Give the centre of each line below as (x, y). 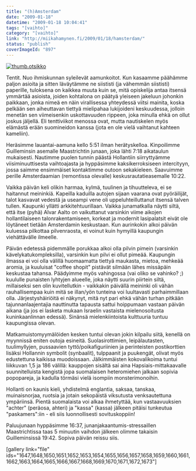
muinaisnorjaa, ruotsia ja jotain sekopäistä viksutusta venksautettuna (89, 395)
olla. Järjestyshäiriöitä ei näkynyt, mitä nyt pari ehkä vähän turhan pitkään (95, 298)
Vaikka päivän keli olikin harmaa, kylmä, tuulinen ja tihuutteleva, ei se (89, 187)
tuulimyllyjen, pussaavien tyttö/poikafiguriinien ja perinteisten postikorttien (96, 346)
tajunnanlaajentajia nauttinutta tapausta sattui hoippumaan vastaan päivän (95, 304)
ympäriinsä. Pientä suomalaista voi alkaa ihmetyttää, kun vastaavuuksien (94, 401)
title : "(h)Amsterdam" (34, 11)
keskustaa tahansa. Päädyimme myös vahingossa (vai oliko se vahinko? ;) (95, 273)
